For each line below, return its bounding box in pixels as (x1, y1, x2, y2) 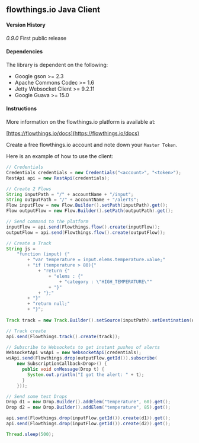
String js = (6, 246, 36, 252)
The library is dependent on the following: (6, 61, 108, 68)
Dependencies (6, 48, 43, 55)
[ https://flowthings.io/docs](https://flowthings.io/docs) (6, 130, 140, 137)
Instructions (6, 105, 37, 112)
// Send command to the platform (6, 219, 89, 224)
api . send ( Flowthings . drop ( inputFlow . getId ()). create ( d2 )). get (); (6, 420, 171, 426)
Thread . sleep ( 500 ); (6, 431, 54, 437)
